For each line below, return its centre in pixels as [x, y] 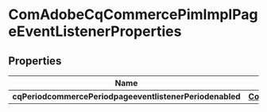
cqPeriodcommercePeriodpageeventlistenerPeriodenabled [126, 97]
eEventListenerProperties [95, 31]
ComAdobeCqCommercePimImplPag [133, 15]
